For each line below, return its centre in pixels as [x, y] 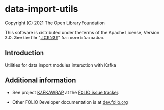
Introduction [25, 53]
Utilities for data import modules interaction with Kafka [61, 65]
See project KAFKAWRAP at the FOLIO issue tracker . [66, 92]
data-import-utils [41, 9]
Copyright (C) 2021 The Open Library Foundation [55, 23]
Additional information [41, 81]
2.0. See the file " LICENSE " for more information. [55, 37]
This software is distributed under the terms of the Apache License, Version [82, 32]
